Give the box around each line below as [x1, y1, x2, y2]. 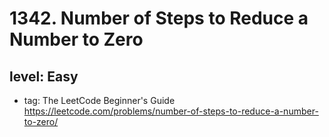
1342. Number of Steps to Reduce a [9, 7, 309, 30]
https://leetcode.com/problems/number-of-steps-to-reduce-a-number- [23, 105, 319, 117]
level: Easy [9, 68, 79, 85]
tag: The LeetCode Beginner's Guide [23, 95, 176, 106]
